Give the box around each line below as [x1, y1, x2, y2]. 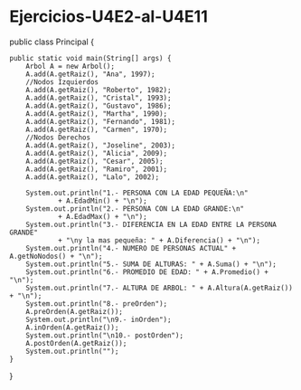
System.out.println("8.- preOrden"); [25, 299, 168, 309]
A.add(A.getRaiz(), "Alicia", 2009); [25, 148, 168, 157]
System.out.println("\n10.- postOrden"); [25, 330, 183, 340]
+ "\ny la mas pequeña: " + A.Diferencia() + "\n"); [57, 235, 260, 245]
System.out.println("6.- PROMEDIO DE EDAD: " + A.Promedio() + [25, 267, 269, 277]
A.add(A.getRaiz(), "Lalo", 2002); [25, 172, 160, 182]
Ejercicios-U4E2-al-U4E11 [9, 6, 208, 27]
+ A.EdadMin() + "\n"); [57, 196, 147, 205]
